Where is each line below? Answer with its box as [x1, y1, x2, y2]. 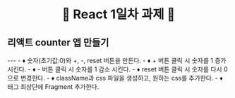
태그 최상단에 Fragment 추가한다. [7, 83, 100, 91]
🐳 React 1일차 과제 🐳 [61, 6, 176, 22]
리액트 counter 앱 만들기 [7, 36, 109, 48]
